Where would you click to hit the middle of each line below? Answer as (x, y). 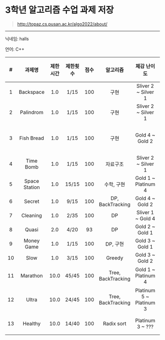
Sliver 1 (145, 212)
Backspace (32, 92)
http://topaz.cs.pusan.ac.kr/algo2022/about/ (62, 24)
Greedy (115, 257)
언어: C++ (15, 49)
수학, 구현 (115, 184)
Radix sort (115, 323)
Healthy (32, 323)
